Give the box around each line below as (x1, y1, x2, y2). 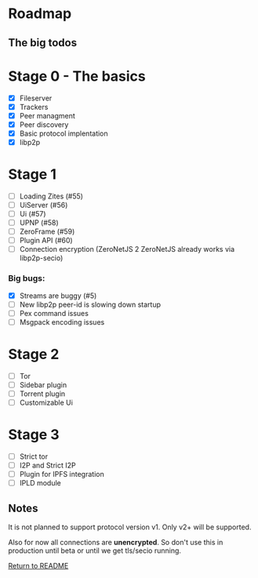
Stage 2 (8, 346, 60, 363)
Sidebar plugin (19, 380, 67, 389)
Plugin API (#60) (19, 236, 73, 245)
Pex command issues (19, 308, 89, 318)
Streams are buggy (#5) (19, 291, 97, 300)
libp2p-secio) (19, 253, 64, 263)
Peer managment (19, 111, 76, 120)
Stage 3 (8, 426, 60, 444)
